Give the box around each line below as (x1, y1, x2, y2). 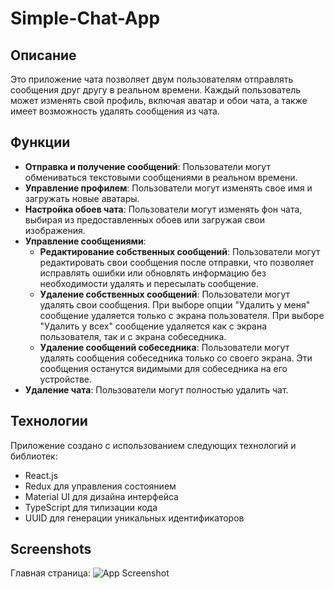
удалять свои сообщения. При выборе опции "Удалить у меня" (39, 298, 311, 311)
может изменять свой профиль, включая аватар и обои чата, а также (10, 95, 308, 106)
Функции (10, 134, 71, 151)
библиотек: (10, 450, 58, 462)
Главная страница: (10, 567, 91, 579)
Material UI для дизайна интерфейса (24, 490, 179, 502)
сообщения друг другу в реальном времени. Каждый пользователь (10, 84, 302, 96)
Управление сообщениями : (24, 235, 147, 247)
